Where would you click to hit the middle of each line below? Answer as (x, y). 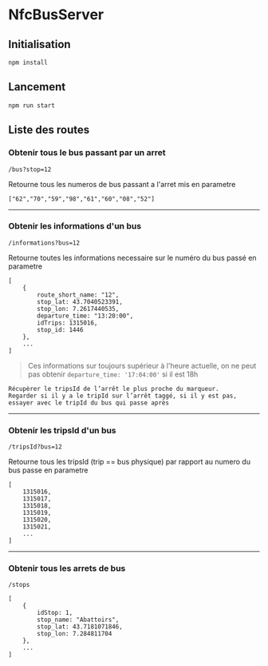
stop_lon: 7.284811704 (75, 634)
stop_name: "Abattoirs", (78, 620)
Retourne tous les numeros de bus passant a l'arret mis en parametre (122, 184)
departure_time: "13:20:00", (85, 316)
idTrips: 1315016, (67, 323)
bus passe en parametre (48, 470)
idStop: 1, (55, 613)
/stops (19, 585)
